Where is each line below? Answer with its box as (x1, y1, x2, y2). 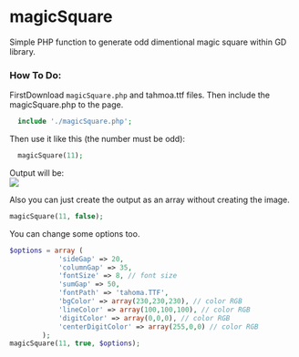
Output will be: (9, 167, 65, 178)
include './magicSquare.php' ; (17, 117, 132, 127)
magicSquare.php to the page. (9, 99, 124, 110)
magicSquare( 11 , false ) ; (9, 211, 104, 220)
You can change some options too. (9, 228, 140, 239)
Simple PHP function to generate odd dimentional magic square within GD (9, 36, 287, 47)
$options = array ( (9, 246, 84, 255)
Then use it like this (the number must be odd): (9, 134, 185, 145)
